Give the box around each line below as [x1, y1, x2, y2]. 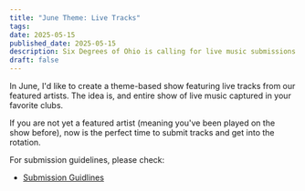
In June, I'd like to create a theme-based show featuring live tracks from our [9, 81, 296, 91]
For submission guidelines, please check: [9, 155, 165, 165]
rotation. [9, 137, 41, 147]
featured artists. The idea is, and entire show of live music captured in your [9, 90, 292, 101]
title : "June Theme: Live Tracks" [9, 13, 142, 23]
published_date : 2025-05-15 [9, 38, 117, 48]
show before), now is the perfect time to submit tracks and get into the [9, 127, 275, 137]
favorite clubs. [9, 100, 64, 110]
